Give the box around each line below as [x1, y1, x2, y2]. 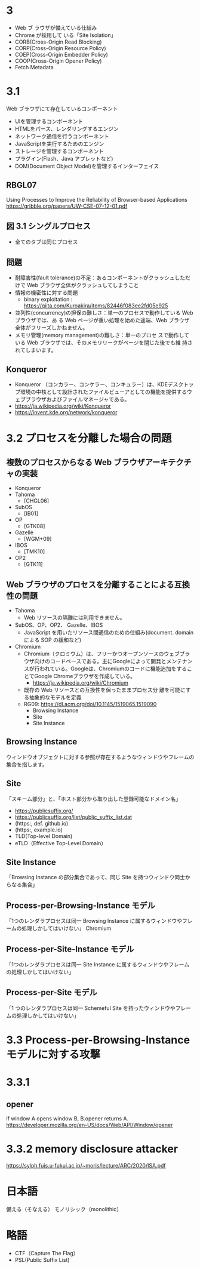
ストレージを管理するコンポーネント [14, 147, 104, 155]
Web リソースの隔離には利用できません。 [23, 614, 125, 621]
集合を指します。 [6, 760, 48, 768]
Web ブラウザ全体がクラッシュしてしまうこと [26, 282, 139, 289]
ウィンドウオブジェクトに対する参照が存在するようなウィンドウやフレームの [6, 753, 195, 760]
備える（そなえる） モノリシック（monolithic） [6, 1205, 122, 1212]
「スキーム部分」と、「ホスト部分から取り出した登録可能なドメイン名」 [6, 795, 181, 802]
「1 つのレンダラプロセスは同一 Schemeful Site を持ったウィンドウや [6, 1004, 176, 1012]
